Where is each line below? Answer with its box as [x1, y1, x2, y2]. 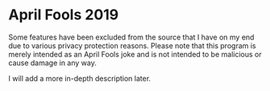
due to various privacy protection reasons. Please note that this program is [8, 40, 256, 50]
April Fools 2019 [8, 6, 119, 24]
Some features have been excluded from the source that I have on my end [8, 32, 255, 42]
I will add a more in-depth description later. [8, 73, 152, 83]
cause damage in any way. [8, 58, 97, 68]
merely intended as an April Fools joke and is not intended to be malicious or [8, 49, 262, 59]
